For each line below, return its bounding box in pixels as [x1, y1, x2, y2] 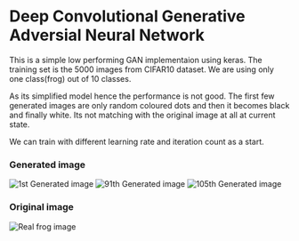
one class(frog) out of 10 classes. [9, 73, 132, 84]
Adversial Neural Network [9, 25, 205, 45]
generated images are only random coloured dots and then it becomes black [9, 100, 290, 110]
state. [9, 118, 30, 130]
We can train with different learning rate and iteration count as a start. [9, 136, 264, 147]
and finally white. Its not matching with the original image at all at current [9, 109, 276, 120]
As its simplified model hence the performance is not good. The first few [9, 91, 275, 101]
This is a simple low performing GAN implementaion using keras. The [9, 54, 263, 65]
